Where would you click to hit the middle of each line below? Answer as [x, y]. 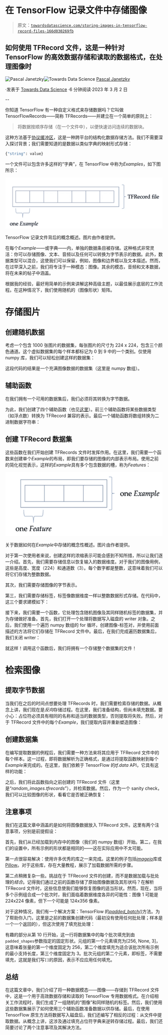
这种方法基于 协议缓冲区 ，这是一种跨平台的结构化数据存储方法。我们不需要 [82, 137]
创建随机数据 [25, 332]
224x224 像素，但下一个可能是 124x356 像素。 [54, 901]
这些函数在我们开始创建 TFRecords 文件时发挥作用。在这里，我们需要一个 [81, 452]
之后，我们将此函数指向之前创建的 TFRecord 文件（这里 [62, 782]
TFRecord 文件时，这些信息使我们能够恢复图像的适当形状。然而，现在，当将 [84, 888]
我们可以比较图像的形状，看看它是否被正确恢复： [55, 794]
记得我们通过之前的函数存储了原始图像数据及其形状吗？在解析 [90, 882]
